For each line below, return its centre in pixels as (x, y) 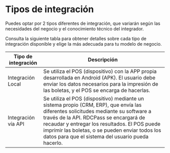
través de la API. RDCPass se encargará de (94, 118)
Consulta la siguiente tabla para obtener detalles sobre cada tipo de (76, 39)
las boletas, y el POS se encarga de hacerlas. (97, 90)
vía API (16, 124)
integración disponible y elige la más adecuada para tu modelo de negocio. (83, 44)
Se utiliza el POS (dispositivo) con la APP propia (100, 71)
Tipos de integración (50, 9)
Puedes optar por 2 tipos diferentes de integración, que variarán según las (83, 23)
